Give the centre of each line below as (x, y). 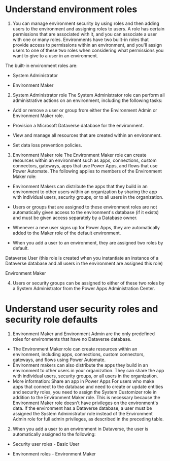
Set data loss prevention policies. (47, 145)
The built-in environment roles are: (41, 65)
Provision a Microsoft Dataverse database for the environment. (78, 125)
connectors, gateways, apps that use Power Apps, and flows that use (85, 165)
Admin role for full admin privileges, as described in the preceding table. (88, 419)
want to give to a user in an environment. (55, 56)
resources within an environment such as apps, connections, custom (84, 160)
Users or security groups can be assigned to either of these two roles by (89, 283)
